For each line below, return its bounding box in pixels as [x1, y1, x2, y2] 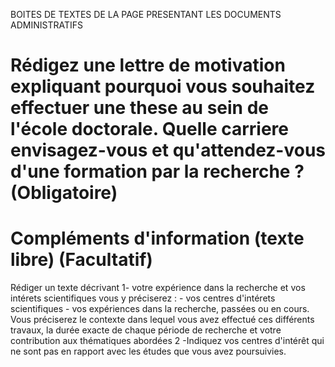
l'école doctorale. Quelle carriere [10, 118, 290, 141]
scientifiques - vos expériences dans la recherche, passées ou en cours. [10, 303, 310, 315]
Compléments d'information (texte [10, 227, 305, 250]
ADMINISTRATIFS [10, 19, 83, 31]
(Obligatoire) [10, 182, 118, 204]
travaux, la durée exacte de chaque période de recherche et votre [10, 324, 282, 336]
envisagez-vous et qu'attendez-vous [10, 139, 326, 162]
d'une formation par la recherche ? [10, 160, 305, 183]
